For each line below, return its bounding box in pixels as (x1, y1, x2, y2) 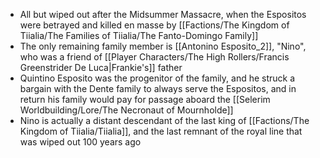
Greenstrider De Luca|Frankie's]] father (19, 62, 183, 73)
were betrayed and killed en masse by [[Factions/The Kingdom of (19, 19, 290, 31)
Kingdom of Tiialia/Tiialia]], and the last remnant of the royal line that (19, 125, 303, 137)
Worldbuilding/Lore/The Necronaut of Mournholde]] (19, 104, 234, 116)
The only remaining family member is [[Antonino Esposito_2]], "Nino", (19, 40, 307, 52)
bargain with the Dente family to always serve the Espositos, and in (19, 83, 297, 94)
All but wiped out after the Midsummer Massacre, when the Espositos (19, 9, 307, 20)
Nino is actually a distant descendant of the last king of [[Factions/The (19, 115, 310, 126)
